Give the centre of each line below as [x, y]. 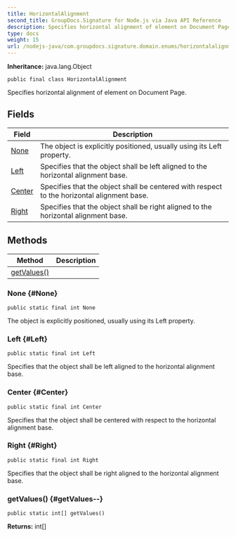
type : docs [23, 33]
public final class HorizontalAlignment [67, 79]
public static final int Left [52, 354]
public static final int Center [54, 407]
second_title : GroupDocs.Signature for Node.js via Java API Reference [114, 20]
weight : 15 [23, 40]
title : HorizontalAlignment [48, 14]
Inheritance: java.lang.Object [50, 66]
